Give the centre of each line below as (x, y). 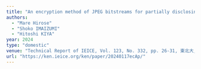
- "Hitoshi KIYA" (33, 34)
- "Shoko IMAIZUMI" (36, 28)
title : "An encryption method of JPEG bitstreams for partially (88, 12)
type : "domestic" (28, 46)
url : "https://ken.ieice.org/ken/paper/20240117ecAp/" (76, 56)
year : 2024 (20, 40)
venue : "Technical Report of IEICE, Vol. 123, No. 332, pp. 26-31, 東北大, (101, 51)
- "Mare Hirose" (32, 23)
